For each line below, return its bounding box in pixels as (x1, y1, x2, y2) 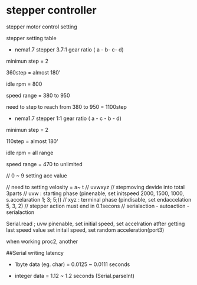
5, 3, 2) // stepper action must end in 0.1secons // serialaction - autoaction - (6, 202, 190, 209)
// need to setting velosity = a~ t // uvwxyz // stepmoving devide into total (6, 183, 185, 190)
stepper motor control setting (6, 23, 78, 30)
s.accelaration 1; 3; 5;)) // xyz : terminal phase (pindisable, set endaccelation (6, 196, 192, 203)
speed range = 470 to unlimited (6, 160, 83, 167)
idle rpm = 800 (6, 80, 42, 88)
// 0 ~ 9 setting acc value (6, 172, 67, 179)
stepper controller (6, 4, 97, 17)
